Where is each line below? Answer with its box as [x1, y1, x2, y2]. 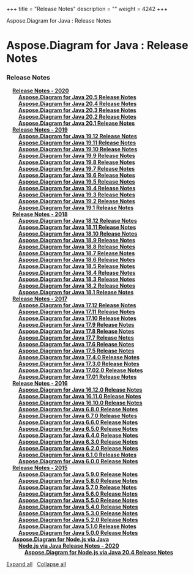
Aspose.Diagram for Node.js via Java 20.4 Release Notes [24, 549, 173, 556]
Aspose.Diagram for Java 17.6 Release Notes [18, 341, 135, 348]
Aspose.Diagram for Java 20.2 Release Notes [18, 113, 136, 121]
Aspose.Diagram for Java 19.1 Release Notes [18, 204, 134, 212]
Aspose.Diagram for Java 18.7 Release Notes [18, 250, 135, 257]
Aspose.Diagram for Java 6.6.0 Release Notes [18, 419, 138, 426]
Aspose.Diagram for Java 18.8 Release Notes [18, 243, 136, 250]
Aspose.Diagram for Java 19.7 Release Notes [18, 165, 135, 173]
